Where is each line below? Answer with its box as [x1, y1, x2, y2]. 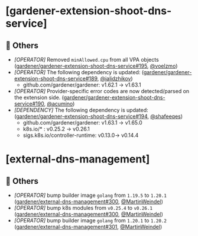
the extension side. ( [14, 94, 64, 101]
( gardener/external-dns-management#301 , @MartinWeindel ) [14, 224, 163, 230]
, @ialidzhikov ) [97, 75, 134, 82]
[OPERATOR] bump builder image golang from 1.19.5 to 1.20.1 [14, 192, 167, 199]
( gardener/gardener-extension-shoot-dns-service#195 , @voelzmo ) [14, 62, 178, 69]
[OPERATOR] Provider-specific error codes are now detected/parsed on [14, 88, 190, 94]
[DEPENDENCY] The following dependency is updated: [14, 107, 148, 113]
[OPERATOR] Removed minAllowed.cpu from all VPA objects [14, 56, 159, 63]
